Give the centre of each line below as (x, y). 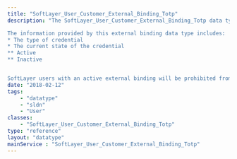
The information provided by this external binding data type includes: (116, 33)
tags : (15, 92)
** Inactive (25, 60)
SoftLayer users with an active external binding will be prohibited (112, 78)
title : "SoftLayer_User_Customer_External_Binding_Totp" (93, 14)
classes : (20, 118)
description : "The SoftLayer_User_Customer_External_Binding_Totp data (115, 20)
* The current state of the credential (66, 47)
